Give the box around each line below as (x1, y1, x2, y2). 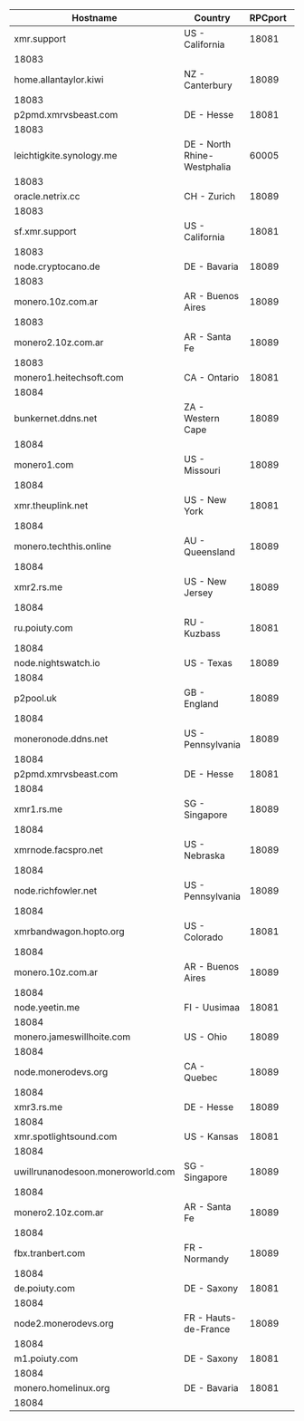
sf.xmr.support (14, 226, 77, 237)
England (184, 698, 219, 710)
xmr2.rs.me (14, 581, 63, 593)
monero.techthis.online (14, 540, 111, 552)
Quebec (184, 1071, 218, 1084)
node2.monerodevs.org (14, 1318, 115, 1329)
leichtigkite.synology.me (14, 150, 118, 161)
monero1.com (14, 459, 74, 470)
